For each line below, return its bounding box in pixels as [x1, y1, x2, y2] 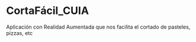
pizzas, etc [6, 29, 33, 36]
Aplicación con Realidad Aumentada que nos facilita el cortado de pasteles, [6, 23, 191, 30]
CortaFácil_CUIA [6, 4, 89, 17]
